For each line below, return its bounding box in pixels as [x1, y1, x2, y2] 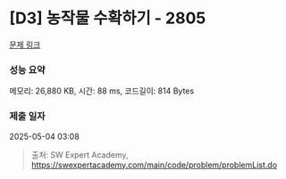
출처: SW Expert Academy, [30, 149, 129, 160]
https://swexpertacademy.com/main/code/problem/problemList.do [30, 159, 278, 170]
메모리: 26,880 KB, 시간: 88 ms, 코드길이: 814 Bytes [9, 85, 195, 96]
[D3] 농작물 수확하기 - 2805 [9, 8, 206, 28]
